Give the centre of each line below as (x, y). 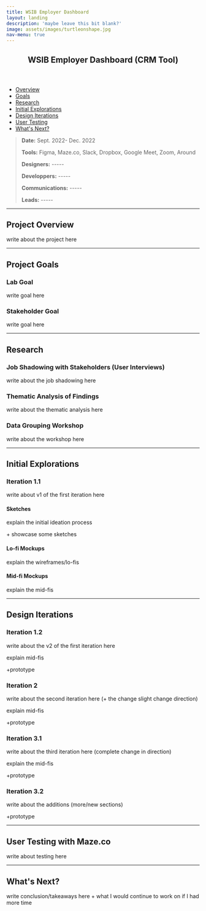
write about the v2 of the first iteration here (61, 645)
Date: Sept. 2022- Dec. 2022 (58, 140)
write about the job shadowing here (51, 380)
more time (19, 903)
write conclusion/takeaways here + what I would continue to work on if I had (103, 896)
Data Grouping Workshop (45, 426)
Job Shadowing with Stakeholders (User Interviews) (86, 367)
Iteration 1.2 (25, 632)
